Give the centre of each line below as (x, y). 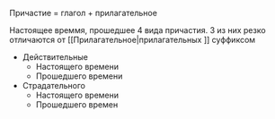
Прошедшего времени (79, 76)
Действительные (55, 57)
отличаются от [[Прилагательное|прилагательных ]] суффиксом (133, 40)
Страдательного (54, 85)
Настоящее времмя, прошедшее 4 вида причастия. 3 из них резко (138, 30)
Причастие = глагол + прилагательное (83, 13)
